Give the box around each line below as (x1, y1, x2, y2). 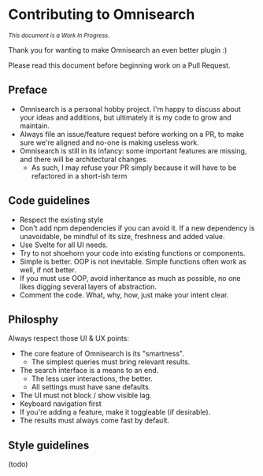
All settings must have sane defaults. (31, 382, 151, 392)
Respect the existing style (19, 215, 104, 224)
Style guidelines (8, 438, 90, 452)
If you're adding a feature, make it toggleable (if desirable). (19, 408, 211, 417)
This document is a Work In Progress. (8, 31, 110, 39)
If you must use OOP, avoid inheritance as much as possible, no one (19, 273, 241, 282)
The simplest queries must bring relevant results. (31, 357, 191, 367)
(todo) (8, 459, 28, 469)
